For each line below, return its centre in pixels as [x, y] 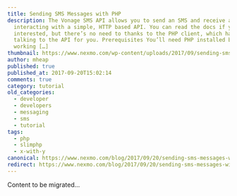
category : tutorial [36, 86]
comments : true [30, 79]
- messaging [31, 112]
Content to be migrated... [44, 185]
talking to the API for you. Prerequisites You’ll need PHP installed [120, 40]
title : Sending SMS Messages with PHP [64, 14]
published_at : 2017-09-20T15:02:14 [60, 73]
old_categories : [31, 92]
